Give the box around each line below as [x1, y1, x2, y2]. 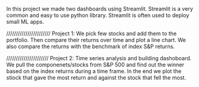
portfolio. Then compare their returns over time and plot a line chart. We [6, 37, 186, 43]
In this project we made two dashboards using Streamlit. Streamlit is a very [6, 5, 194, 12]
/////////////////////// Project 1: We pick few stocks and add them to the [6, 30, 177, 37]
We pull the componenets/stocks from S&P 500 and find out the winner [6, 61, 184, 68]
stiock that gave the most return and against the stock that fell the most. [6, 74, 186, 81]
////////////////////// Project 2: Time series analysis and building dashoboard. [6, 55, 192, 61]
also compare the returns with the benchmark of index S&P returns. [6, 43, 175, 50]
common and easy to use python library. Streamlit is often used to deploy [6, 12, 189, 19]
